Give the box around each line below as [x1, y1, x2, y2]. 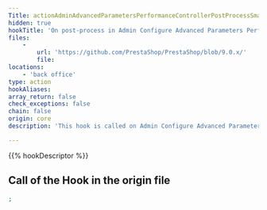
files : [8, 33, 30, 42]
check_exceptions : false [8, 100, 91, 108]
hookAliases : [8, 85, 52, 94]
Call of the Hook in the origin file [8, 174, 171, 187]
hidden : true [8, 19, 52, 27]
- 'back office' [22, 71, 77, 78]
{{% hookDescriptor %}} [8, 151, 89, 160]
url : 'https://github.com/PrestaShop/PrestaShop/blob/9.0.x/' [37, 48, 247, 56]
